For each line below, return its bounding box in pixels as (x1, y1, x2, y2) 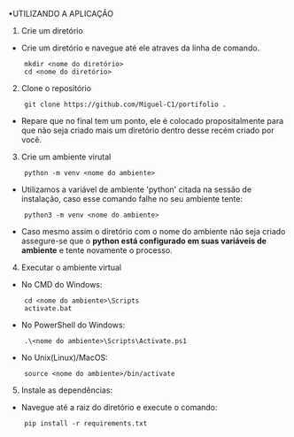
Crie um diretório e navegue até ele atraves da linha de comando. (20, 42, 260, 53)
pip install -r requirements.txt (24, 419, 148, 428)
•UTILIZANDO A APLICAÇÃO (8, 9, 114, 19)
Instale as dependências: (20, 385, 112, 395)
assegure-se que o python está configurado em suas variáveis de (20, 235, 267, 246)
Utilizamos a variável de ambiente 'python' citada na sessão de (20, 184, 252, 195)
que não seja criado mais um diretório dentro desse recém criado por (20, 125, 275, 135)
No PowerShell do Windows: (20, 319, 126, 330)
